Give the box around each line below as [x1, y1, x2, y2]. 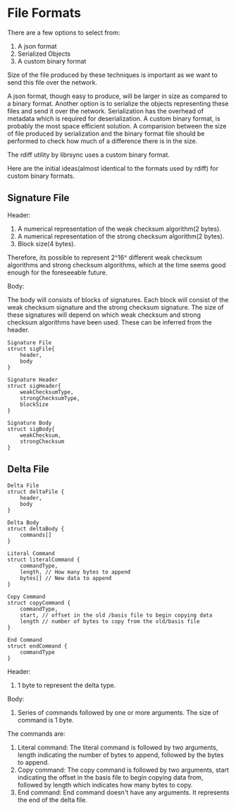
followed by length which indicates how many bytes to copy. [17, 780, 193, 789]
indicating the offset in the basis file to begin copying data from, [17, 773, 204, 781]
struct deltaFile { [7, 488, 65, 495]
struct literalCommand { [7, 556, 80, 563]
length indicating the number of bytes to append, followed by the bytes [17, 750, 224, 759]
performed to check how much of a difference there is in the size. [7, 136, 198, 145]
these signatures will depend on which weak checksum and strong [7, 310, 201, 319]
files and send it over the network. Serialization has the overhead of [7, 107, 204, 115]
